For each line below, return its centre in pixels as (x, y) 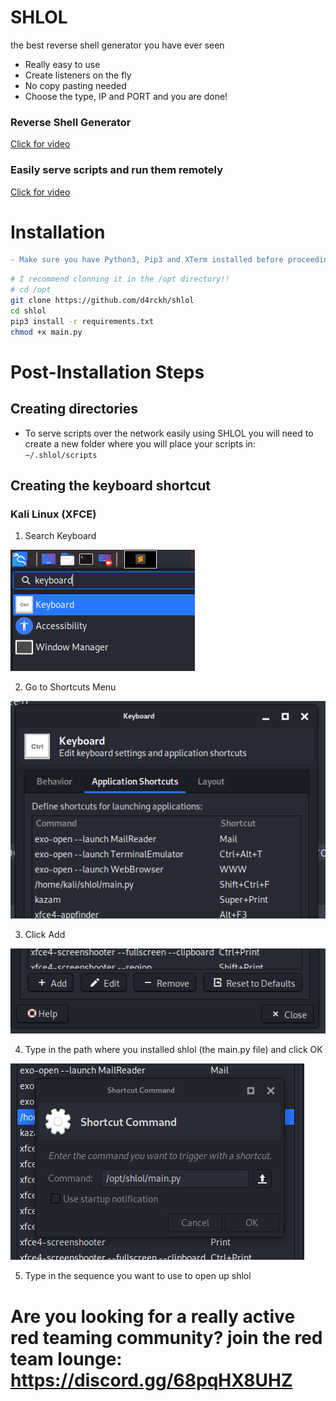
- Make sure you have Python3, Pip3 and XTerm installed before (147, 260)
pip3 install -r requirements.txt (82, 321)
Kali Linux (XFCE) (53, 514)
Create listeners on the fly (78, 75)
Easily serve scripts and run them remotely (117, 170)
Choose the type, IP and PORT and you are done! (126, 96)
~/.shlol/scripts (61, 455)
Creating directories (74, 409)
